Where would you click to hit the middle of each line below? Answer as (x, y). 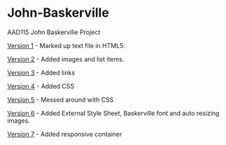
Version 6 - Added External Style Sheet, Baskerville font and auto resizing (113, 113)
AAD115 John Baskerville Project (54, 32)
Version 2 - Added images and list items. (66, 59)
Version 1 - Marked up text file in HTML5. (66, 45)
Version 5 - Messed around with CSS (61, 100)
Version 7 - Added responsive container (65, 134)
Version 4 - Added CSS (41, 86)
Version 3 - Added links (41, 72)
